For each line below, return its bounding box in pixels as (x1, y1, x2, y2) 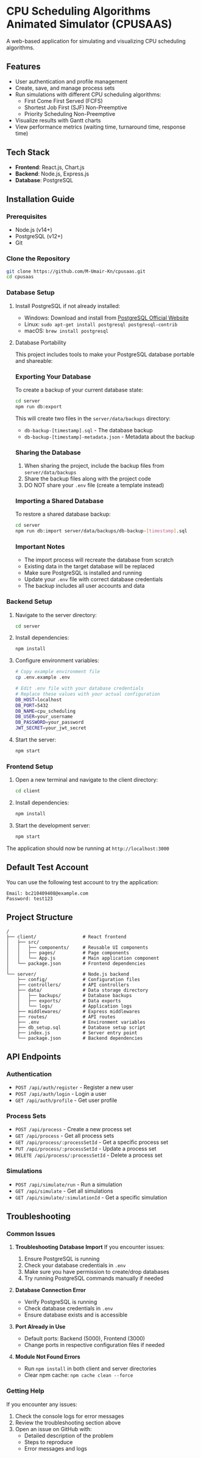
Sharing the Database (15, 448, 81, 457)
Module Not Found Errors (15, 1353, 80, 1360)
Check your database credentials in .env (24, 1262, 126, 1269)
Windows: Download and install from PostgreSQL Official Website (24, 314, 189, 321)
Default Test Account (6, 862, 89, 873)
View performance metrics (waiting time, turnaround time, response (15, 123, 186, 130)
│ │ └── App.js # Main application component (6, 955, 160, 961)
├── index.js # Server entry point (17, 1029, 138, 1036)
